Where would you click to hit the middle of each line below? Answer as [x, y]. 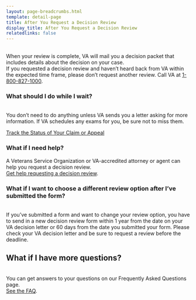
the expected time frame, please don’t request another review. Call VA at [94, 75]
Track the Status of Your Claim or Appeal [55, 133]
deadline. [17, 240]
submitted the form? [36, 196]
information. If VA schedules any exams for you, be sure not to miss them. [95, 121]
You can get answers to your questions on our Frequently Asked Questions [96, 278]
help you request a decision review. [49, 167]
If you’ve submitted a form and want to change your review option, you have [98, 215]
